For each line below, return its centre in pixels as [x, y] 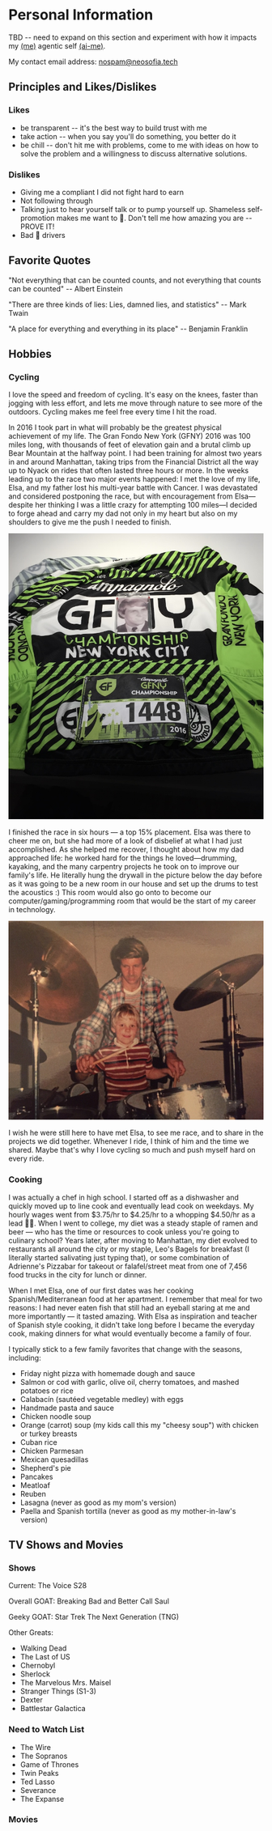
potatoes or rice [47, 1391]
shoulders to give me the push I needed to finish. [90, 522]
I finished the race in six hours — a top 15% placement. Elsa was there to [130, 832]
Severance [38, 1790]
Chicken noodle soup [55, 1416]
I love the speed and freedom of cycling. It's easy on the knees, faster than [134, 395]
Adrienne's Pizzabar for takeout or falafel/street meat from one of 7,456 [128, 1266]
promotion [37, 218]
